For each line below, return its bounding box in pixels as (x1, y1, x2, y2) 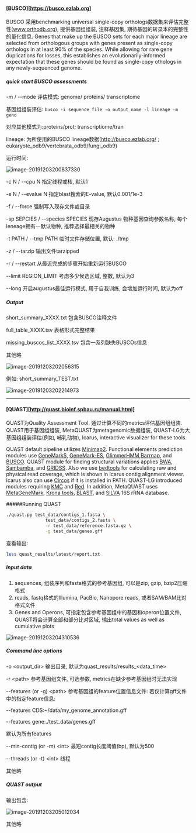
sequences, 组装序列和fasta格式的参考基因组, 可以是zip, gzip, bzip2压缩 (14, 579, 188, 586)
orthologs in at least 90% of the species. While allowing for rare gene (6, 46, 173, 53)
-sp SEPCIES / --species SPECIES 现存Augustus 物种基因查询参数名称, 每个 (6, 215, 188, 222)
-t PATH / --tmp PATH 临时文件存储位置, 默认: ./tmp (6, 235, 129, 242)
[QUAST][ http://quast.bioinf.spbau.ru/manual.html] (6, 405, 135, 412)
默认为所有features (6, 730, 52, 737)
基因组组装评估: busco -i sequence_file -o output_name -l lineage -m (6, 106, 178, 113)
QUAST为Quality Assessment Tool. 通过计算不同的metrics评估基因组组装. (6, 419, 183, 426)
